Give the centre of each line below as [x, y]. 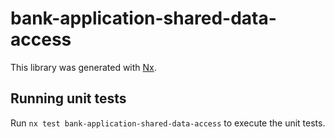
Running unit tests [68, 98]
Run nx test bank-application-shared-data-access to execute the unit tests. [168, 123]
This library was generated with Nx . [83, 67]
